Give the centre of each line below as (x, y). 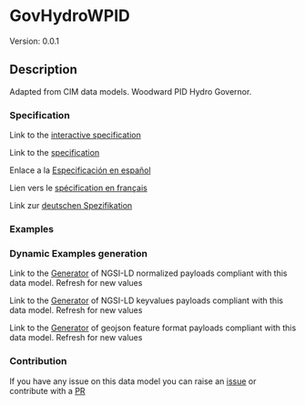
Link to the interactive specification (75, 135)
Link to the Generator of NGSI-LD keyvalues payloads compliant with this (147, 300)
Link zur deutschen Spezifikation (71, 206)
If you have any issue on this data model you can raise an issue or (133, 381)
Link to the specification (55, 153)
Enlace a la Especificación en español (81, 170)
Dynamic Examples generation (79, 253)
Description (43, 70)
